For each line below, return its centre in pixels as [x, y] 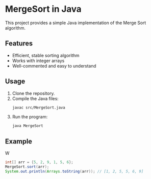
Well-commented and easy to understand [54, 66]
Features [19, 44]
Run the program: [30, 117]
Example [19, 141]
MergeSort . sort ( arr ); [27, 167]
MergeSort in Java [43, 9]
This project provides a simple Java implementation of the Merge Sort [75, 23]
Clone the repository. [33, 93]
